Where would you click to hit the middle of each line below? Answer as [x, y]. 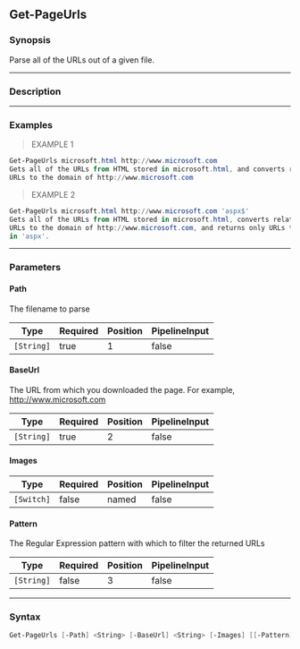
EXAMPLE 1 [52, 145]
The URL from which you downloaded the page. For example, [122, 389]
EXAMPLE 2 [53, 194]
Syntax [25, 617]
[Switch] [32, 499]
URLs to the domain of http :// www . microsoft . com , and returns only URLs [147, 227]
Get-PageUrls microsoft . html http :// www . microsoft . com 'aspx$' [129, 211]
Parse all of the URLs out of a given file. [82, 60]
